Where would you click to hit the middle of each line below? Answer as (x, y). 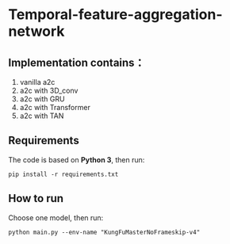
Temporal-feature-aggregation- (115, 15)
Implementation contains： (77, 62)
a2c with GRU (42, 99)
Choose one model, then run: (56, 217)
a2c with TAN (42, 116)
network (36, 31)
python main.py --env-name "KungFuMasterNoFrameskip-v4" (104, 232)
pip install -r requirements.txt (63, 174)
